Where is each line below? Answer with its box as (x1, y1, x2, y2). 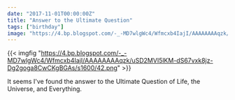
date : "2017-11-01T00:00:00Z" (7, 10, 96, 17)
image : (7, 29, 27, 37)
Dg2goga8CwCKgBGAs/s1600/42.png (7, 64, 117, 72)
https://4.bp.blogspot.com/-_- (41, 49, 127, 57)
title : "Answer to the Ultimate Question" (7, 17, 133, 24)
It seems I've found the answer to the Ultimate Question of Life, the (7, 78, 201, 86)
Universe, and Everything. (7, 85, 83, 93)
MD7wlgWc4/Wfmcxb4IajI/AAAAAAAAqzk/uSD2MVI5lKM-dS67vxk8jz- (7, 57, 213, 65)
